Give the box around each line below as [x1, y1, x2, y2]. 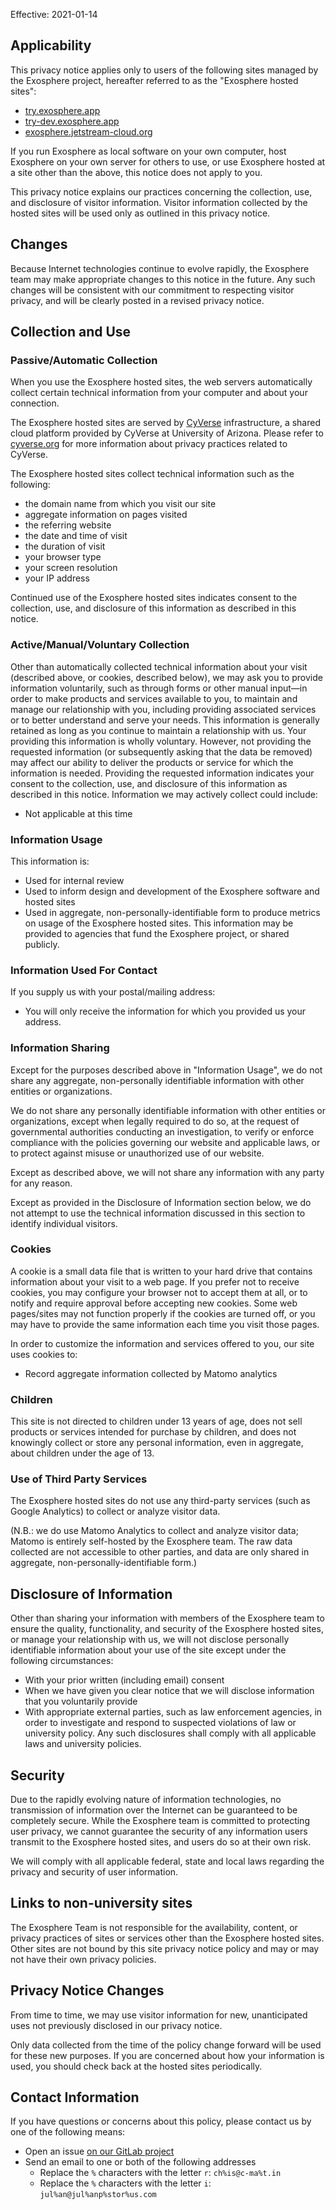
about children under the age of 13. [10, 1447, 155, 1459]
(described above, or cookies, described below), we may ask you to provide [10, 671, 323, 683]
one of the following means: [10, 2126, 126, 2138]
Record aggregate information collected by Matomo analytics [24, 1367, 278, 1379]
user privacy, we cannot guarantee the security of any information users [10, 1825, 308, 1838]
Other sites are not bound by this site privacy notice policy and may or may [10, 1942, 320, 1954]
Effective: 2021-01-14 [10, 9, 98, 20]
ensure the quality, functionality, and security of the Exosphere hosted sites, [10, 1623, 324, 1635]
